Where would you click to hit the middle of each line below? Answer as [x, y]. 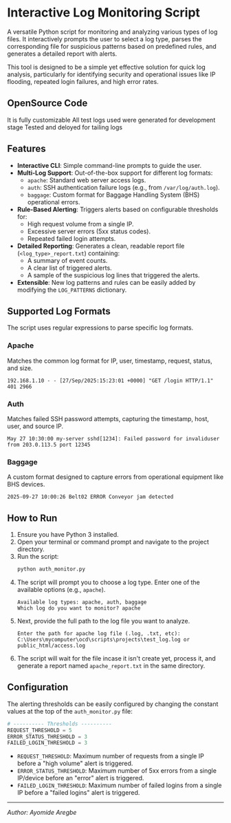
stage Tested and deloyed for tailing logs [65, 127]
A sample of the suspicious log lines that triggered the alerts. [113, 275]
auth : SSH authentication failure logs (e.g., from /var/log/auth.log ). [123, 187]
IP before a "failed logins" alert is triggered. [78, 793]
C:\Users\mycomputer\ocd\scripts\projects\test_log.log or [103, 639]
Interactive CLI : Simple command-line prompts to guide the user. [109, 165]
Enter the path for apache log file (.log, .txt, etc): [99, 633]
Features [26, 149]
